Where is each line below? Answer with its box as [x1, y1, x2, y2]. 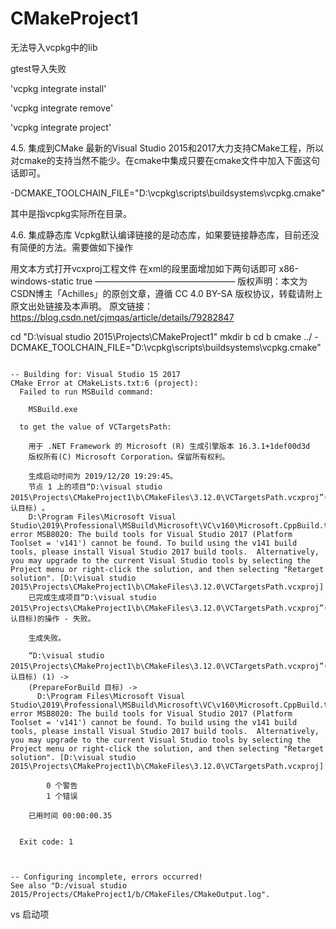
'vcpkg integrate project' [10, 121, 112, 133]
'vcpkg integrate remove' [10, 102, 114, 114]
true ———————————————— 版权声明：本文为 [75, 275, 308, 287]
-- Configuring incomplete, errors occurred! [10, 872, 203, 882]
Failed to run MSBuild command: [19, 387, 155, 397]
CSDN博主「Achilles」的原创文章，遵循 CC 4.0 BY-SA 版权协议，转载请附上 [10, 287, 323, 299]
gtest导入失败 [10, 62, 67, 74]
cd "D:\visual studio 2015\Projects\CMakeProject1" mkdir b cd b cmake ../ [10, 330, 313, 342]
